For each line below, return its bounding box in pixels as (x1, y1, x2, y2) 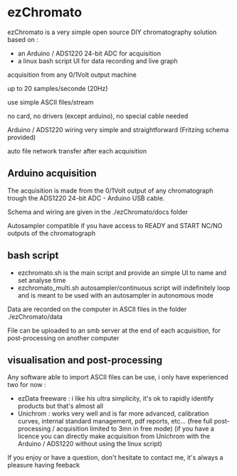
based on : (7, 35, 39, 43)
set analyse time (17, 276, 66, 284)
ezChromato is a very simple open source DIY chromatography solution (7, 28, 217, 36)
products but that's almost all (17, 402, 104, 411)
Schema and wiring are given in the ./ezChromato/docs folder (7, 207, 189, 216)
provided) (7, 133, 36, 141)
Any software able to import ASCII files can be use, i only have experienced (7, 373, 229, 382)
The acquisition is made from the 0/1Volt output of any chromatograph (7, 186, 214, 195)
